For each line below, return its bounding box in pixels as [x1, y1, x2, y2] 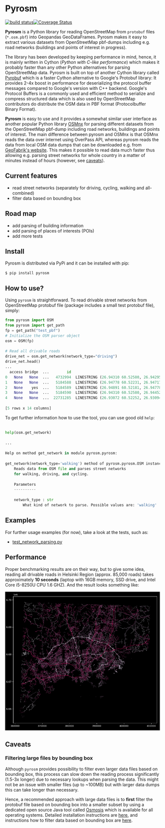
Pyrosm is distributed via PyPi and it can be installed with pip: [5, 260, 130, 266]
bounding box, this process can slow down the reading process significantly [5, 771, 160, 777]
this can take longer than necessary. [5, 787, 79, 793]
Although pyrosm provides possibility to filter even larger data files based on [5, 766, 158, 772]
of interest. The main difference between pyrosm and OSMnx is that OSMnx [5, 131, 159, 137]
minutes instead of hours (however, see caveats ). [5, 157, 105, 163]
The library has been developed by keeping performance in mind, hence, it [5, 54, 156, 59]
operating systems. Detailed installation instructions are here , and [5, 812, 138, 818]
